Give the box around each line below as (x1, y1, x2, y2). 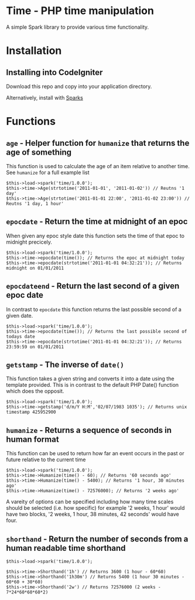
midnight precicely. (6, 238, 53, 246)
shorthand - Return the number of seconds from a (6, 534, 189, 544)
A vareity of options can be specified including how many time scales (6, 498, 174, 505)
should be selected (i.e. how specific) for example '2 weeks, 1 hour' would (6, 504, 185, 512)
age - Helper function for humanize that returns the (6, 138, 190, 148)
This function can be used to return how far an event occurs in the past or (6, 450, 184, 457)
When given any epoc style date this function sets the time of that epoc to (6, 232, 184, 239)
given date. (6, 312, 33, 319)
